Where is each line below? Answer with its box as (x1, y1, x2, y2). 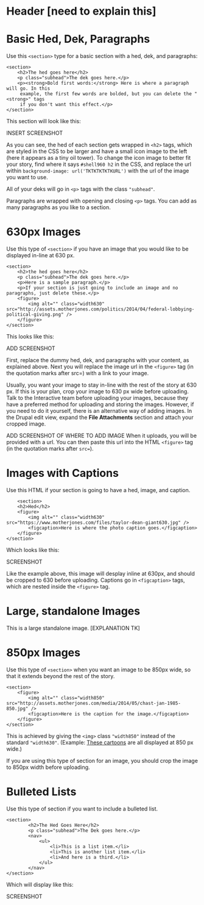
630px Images (6, 225, 81, 239)
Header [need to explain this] (6, 4, 157, 18)
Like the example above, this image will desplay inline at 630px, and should (6, 570, 195, 577)
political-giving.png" (6, 312, 64, 318)
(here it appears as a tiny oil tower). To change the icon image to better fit (6, 154, 191, 162)
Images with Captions (6, 467, 119, 480)
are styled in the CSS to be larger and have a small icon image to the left (6, 148, 188, 155)
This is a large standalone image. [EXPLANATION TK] (6, 624, 140, 632)
